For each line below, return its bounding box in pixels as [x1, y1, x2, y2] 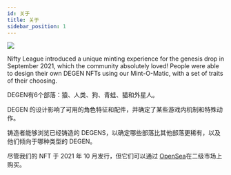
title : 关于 [7, 17, 39, 23]
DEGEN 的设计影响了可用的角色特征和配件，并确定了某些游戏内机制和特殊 [7, 105, 217, 114]
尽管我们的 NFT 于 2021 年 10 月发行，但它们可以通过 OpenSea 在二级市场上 [7, 152, 223, 161]
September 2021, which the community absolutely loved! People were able [7, 62, 219, 70]
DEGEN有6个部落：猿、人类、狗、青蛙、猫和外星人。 [7, 91, 159, 99]
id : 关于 [7, 10, 30, 17]
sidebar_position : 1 [7, 23, 67, 30]
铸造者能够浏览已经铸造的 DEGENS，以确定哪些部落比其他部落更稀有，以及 [7, 129, 221, 137]
